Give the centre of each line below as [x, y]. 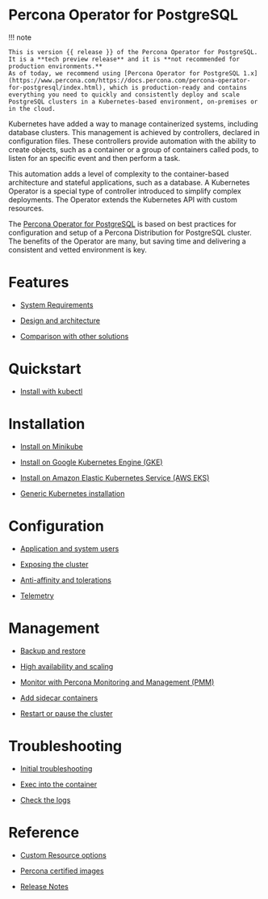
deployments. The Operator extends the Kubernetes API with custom [123, 199]
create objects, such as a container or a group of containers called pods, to [134, 149]
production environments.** [56, 66]
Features [39, 283]
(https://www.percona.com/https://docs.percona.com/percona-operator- [130, 80]
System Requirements [57, 304]
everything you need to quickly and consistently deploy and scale [124, 95]
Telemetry [37, 596]
